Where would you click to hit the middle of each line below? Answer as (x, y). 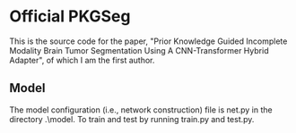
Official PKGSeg (70, 17)
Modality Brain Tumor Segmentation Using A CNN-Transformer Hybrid (139, 50)
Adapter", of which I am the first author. (82, 60)
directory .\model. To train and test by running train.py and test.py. (132, 119)
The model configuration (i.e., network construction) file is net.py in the (141, 110)
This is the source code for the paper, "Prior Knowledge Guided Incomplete (148, 41)
